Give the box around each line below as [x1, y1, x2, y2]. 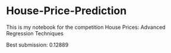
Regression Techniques [6, 29, 64, 37]
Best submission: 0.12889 [6, 41, 69, 48]
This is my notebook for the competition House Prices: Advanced [6, 24, 166, 31]
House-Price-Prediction [6, 4, 127, 18]
